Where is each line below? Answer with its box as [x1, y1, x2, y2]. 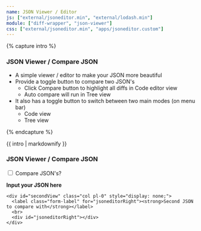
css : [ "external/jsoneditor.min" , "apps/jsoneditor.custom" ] [6, 25, 164, 32]
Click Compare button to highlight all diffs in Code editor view [24, 84, 177, 92]
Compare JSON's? [15, 169, 62, 176]
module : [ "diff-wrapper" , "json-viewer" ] [6, 20, 113, 26]
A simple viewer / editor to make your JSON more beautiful [15, 71, 162, 79]
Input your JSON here [6, 181, 62, 189]
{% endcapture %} [6, 128, 53, 135]
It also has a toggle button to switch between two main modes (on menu [15, 97, 196, 104]
